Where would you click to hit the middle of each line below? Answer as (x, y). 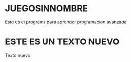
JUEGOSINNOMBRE (46, 9)
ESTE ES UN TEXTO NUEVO (62, 42)
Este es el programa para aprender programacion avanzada (66, 22)
